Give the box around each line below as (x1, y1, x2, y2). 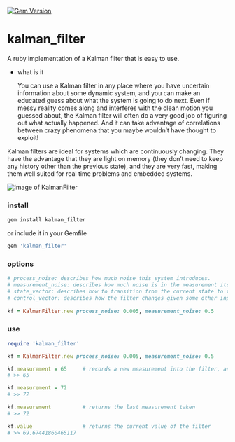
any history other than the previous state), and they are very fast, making (7, 162, 218, 170)
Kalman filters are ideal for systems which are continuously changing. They (7, 147, 225, 156)
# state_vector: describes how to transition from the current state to (7, 288, 224, 296)
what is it (17, 67, 44, 76)
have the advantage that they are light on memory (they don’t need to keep (7, 154, 224, 163)
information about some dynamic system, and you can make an (17, 88, 201, 97)
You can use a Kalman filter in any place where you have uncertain (17, 81, 210, 90)
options (7, 259, 34, 269)
